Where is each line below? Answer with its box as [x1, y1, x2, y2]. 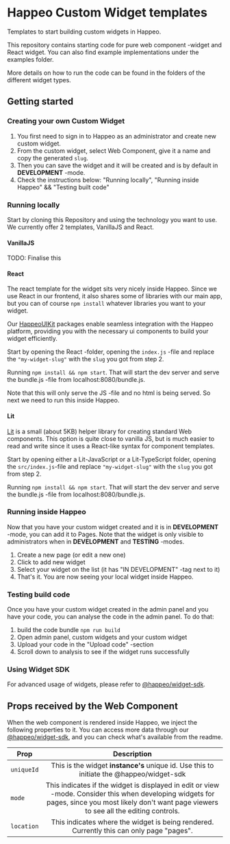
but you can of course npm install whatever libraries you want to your [7, 300, 206, 308]
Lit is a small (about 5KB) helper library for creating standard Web [7, 427, 192, 435]
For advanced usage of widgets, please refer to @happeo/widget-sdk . [7, 680, 205, 688]
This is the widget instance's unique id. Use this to [51, 761, 214, 771]
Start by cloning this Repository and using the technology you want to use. [7, 215, 218, 224]
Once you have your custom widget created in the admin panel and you [7, 605, 209, 614]
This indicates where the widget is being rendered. [51, 817, 214, 827]
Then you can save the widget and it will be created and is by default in [16, 161, 218, 169]
